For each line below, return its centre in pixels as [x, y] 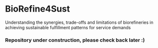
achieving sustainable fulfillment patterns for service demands [68, 27]
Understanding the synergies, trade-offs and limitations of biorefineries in [79, 22]
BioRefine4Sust [37, 9]
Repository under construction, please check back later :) [75, 40]
